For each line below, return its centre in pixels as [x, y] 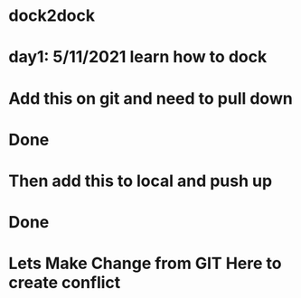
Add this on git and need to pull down [150, 98]
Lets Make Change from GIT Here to [145, 264]
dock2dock [52, 16]
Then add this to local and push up [141, 181]
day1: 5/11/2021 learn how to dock [138, 57]
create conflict [65, 283]
